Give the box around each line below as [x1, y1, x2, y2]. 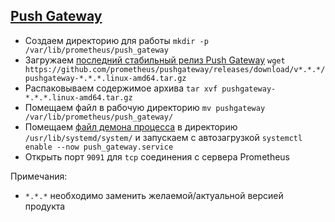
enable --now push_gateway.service [24, 142, 174, 152]
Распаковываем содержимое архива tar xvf [24, 82, 218, 94]
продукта [24, 200, 66, 212]
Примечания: [10, 170, 68, 182]
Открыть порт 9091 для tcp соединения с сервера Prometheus [24, 150, 290, 163]
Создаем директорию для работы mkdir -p [24, 34, 209, 46]
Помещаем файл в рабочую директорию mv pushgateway [24, 101, 266, 113]
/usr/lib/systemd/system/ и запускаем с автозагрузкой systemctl [24, 131, 303, 143]
